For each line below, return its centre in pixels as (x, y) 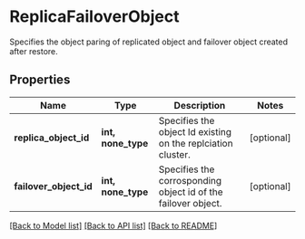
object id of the (191, 192)
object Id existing (195, 131)
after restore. (34, 51)
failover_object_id (53, 186)
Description (200, 105)
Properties (40, 80)
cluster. (174, 154)
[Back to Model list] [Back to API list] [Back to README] (113, 225)
